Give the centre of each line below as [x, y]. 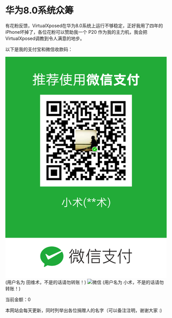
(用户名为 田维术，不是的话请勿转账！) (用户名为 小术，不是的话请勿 [85, 282]
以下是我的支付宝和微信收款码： [39, 49]
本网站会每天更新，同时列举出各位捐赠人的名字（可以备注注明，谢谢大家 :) [84, 310]
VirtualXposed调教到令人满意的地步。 [45, 38]
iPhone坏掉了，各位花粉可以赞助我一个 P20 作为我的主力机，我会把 [76, 32]
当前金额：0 [18, 299]
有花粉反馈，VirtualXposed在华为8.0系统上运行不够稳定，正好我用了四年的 [84, 26]
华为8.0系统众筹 [40, 10]
